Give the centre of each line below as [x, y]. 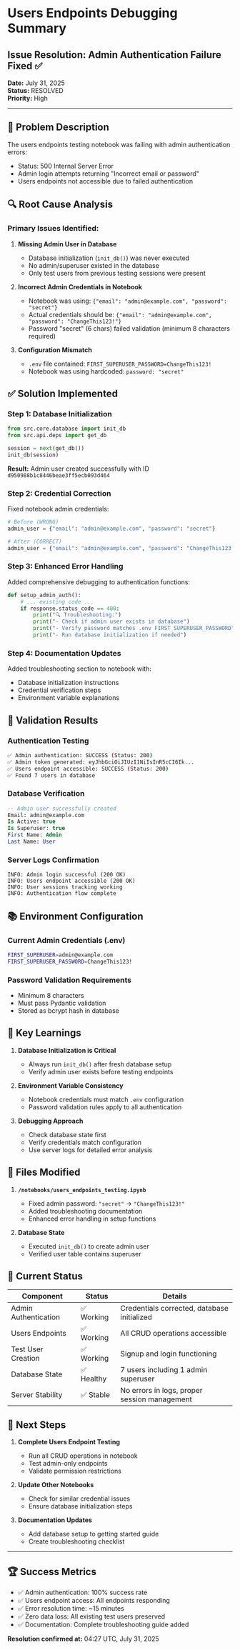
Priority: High [27, 98]
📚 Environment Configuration [76, 916]
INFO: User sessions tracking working [65, 887]
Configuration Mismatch [55, 350]
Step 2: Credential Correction [59, 493]
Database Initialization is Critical [67, 1050]
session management [156, 1399]
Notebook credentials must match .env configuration [106, 1099]
